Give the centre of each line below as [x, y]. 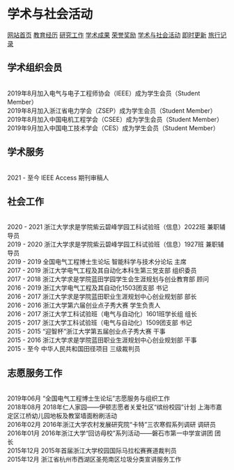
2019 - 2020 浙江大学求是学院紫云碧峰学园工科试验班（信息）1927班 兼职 [112, 244]
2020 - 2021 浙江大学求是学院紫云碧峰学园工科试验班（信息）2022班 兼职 [113, 227]
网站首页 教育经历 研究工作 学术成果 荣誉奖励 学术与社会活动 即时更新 [107, 35]
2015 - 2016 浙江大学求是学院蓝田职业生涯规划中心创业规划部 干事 [102, 340]
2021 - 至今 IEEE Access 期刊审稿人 [58, 178]
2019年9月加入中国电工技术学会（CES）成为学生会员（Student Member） [113, 128]
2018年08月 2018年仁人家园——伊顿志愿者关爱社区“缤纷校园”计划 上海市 [112, 407]
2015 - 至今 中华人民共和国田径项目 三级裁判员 [74, 349]
